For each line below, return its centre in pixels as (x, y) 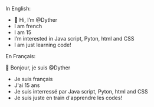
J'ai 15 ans (27, 85)
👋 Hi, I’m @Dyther (35, 20)
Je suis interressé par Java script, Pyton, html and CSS (81, 91)
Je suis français (33, 79)
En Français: (21, 56)
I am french (28, 26)
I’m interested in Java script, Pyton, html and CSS (74, 39)
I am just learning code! (42, 45)
